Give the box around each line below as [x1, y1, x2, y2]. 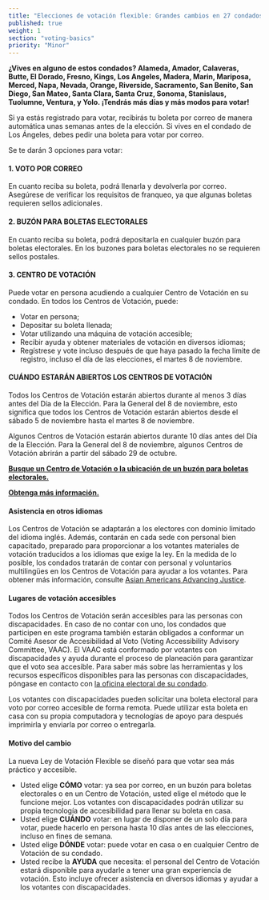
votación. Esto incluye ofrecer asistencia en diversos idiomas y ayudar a [19, 874, 259, 883]
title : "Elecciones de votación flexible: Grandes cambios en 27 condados [8, 11, 263, 20]
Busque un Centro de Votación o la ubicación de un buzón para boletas [8, 463, 249, 473]
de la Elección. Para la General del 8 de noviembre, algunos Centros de [8, 439, 243, 449]
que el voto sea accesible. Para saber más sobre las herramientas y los [8, 662, 243, 672]
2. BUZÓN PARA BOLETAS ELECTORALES [8, 217, 148, 226]
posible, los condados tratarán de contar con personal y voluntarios [8, 558, 232, 568]
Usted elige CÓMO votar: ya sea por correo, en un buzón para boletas [19, 780, 252, 790]
